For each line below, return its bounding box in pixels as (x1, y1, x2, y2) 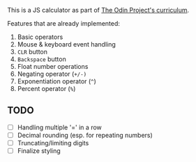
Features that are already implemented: (7, 19, 121, 27)
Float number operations (17, 63, 89, 70)
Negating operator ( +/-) (17, 70, 87, 78)
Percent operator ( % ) (17, 85, 76, 92)
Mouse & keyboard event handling (17, 40, 116, 48)
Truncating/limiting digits (17, 138, 89, 147)
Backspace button (17, 55, 66, 63)
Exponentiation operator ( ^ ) (17, 77, 96, 86)
